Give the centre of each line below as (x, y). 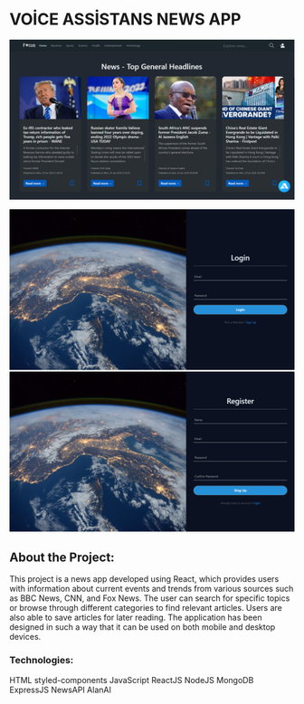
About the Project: (62, 557)
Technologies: (42, 661)
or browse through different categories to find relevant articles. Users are (146, 608)
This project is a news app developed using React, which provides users (144, 579)
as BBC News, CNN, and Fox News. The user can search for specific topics (150, 598)
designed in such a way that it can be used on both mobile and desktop (142, 627)
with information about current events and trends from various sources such (152, 589)
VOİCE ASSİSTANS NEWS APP (125, 19)
